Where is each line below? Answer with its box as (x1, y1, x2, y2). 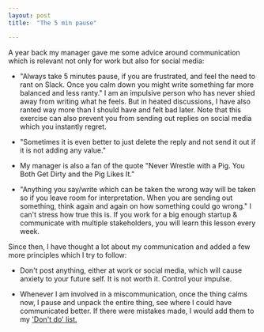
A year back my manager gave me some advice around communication (8, 47, 240, 57)
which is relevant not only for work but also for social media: (8, 56, 205, 66)
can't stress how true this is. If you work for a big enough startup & (19, 209, 238, 219)
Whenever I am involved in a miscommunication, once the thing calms (19, 289, 247, 299)
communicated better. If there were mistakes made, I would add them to (19, 306, 255, 315)
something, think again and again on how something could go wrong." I (19, 201, 251, 210)
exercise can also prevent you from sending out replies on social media (19, 113, 252, 123)
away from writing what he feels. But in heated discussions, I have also (19, 96, 251, 106)
